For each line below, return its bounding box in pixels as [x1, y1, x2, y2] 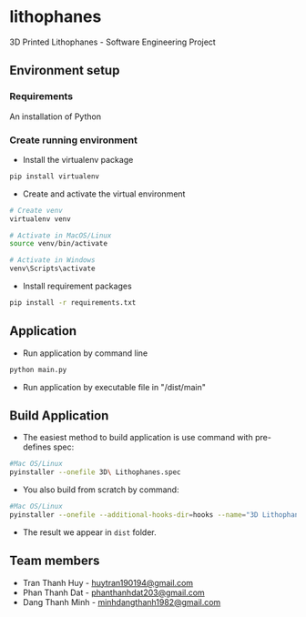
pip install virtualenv [9, 171, 100, 181]
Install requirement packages [22, 280, 132, 292]
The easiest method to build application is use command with [22, 432, 253, 443]
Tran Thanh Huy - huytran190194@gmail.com [22, 577, 194, 588]
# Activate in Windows [9, 256, 96, 265]
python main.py [9, 365, 67, 374]
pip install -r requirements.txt [9, 298, 137, 308]
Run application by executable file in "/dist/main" [22, 381, 207, 392]
